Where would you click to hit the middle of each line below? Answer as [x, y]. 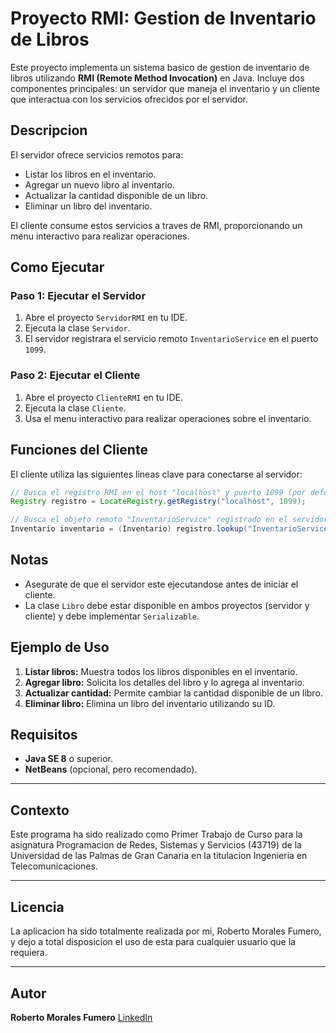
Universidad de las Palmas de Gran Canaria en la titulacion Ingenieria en [159, 856]
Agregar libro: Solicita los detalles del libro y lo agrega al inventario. [164, 682]
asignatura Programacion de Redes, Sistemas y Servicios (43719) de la [156, 845]
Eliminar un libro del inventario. [88, 206]
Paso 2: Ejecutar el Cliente [75, 375]
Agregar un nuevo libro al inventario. [99, 184]
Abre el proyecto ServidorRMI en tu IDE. [106, 318]
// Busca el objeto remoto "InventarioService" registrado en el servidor [169, 520]
